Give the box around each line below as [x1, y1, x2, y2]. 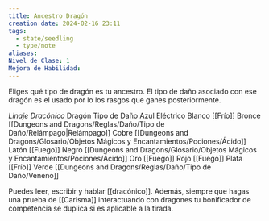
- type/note [15, 42, 56, 50]
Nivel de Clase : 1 [8, 57, 70, 65]
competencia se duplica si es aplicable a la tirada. [8, 203, 174, 213]
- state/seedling [15, 34, 74, 43]
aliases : [8, 49, 38, 57]
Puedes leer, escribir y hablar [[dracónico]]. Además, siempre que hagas [8, 186, 250, 196]
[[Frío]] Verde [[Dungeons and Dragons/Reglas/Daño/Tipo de [8, 162, 212, 172]
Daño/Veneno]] [8, 170, 59, 180]
